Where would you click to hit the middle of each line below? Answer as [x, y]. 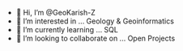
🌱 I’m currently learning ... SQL [67, 30]
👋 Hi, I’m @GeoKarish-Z [55, 13]
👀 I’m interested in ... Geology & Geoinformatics [95, 21]
